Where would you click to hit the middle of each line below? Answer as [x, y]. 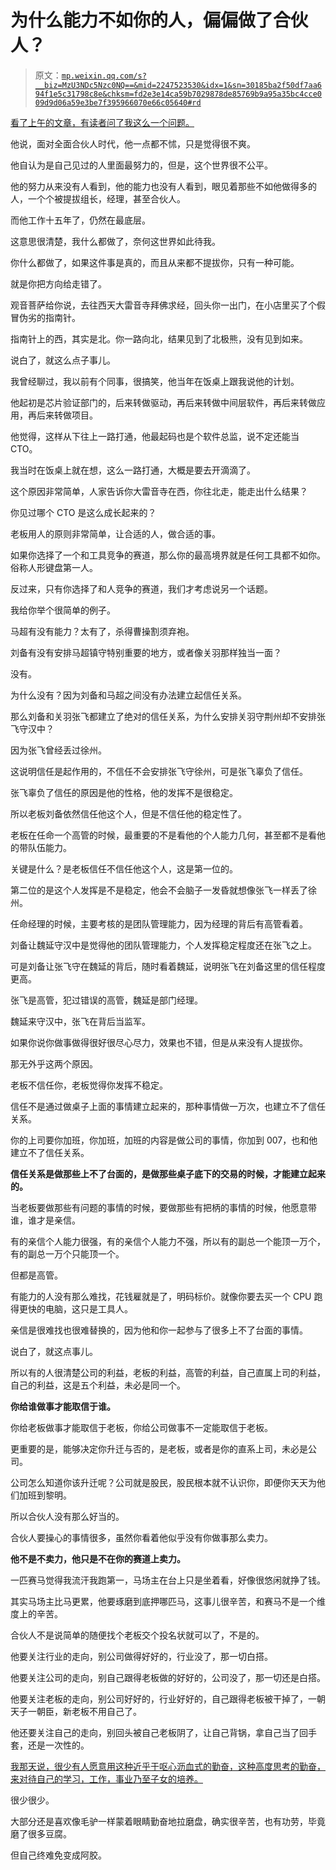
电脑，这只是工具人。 [88, 1308]
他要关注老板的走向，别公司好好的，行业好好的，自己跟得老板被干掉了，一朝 [168, 1698]
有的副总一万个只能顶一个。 [67, 1253]
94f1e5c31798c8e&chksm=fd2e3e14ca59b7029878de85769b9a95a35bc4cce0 [178, 94]
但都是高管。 [36, 1275]
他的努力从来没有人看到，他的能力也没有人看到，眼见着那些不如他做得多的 [163, 186]
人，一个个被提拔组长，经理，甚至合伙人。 [98, 198]
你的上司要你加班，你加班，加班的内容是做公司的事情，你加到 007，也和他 [164, 1140]
